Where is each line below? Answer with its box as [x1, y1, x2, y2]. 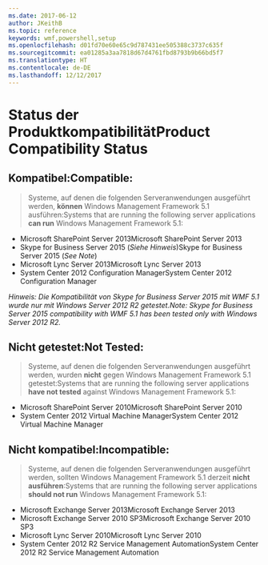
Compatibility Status [8, 139, 148, 158]
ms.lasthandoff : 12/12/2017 [8, 71, 102, 79]
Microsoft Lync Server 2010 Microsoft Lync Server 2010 [19, 531, 202, 540]
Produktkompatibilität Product [8, 122, 210, 141]
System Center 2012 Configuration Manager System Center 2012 [19, 267, 232, 277]
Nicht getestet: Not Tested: [8, 341, 144, 355]
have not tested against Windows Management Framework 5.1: [27, 387, 237, 397]
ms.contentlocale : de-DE [8, 64, 91, 72]
